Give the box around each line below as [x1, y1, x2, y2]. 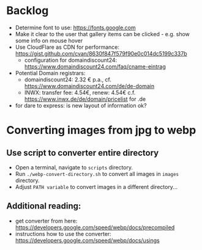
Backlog [6, 4, 49, 18]
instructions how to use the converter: [15, 230, 111, 237]
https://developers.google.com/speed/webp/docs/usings [15, 237, 160, 244]
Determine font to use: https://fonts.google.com [15, 24, 136, 31]
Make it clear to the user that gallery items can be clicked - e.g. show [15, 30, 190, 37]
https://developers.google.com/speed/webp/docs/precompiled [15, 224, 175, 231]
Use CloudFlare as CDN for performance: [15, 43, 120, 51]
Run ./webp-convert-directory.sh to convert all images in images [15, 170, 179, 177]
